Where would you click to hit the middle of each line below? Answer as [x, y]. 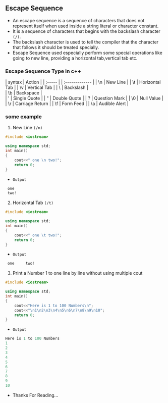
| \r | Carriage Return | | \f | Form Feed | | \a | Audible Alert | [67, 104]
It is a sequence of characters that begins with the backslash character [86, 31]
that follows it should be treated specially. [56, 47]
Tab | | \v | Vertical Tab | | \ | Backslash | [47, 87]
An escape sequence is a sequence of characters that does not [78, 20]
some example [23, 117]
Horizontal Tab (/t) [33, 203]
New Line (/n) [27, 128]
